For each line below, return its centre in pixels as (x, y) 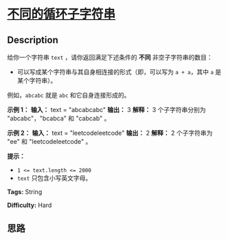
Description (33, 40)
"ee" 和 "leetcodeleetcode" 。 (49, 141)
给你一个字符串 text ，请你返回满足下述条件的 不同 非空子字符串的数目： (110, 57)
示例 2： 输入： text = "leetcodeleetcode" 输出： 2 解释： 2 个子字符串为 (110, 133)
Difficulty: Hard (30, 205)
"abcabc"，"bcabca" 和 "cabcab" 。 (59, 118)
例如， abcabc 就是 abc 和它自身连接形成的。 (69, 95)
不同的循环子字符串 (61, 14)
